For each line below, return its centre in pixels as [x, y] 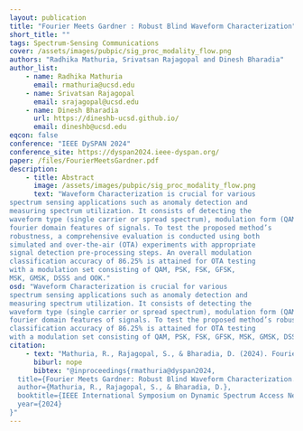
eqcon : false [34, 136]
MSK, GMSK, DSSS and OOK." [60, 278]
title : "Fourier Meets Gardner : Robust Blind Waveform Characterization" [153, 26]
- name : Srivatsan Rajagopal [80, 93]
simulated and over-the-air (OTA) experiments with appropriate [133, 245]
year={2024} [40, 404]
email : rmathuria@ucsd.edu [84, 85]
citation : [28, 345]
